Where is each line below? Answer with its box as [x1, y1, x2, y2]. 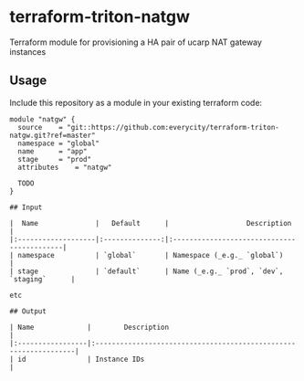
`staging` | [9, 274, 76, 284]
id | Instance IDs [17, 355, 145, 364]
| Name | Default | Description [9, 218, 292, 228]
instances [9, 46, 47, 57]
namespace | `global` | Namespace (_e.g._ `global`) [17, 250, 284, 259]
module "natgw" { [9, 114, 76, 124]
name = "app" [17, 146, 89, 156]
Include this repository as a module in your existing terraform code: [9, 97, 263, 108]
